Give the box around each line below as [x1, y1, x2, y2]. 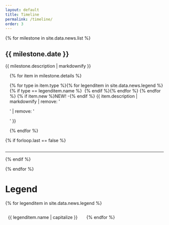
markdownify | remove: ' [10, 98, 60, 104]
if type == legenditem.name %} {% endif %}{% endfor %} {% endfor [17, 88, 161, 94]
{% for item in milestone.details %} [10, 73, 82, 79]
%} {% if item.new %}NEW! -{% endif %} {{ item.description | [10, 93, 138, 99]
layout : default [5, 7, 39, 13]
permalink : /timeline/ [5, 17, 53, 22]
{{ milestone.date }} [5, 50, 69, 58]
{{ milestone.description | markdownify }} [5, 63, 92, 69]
